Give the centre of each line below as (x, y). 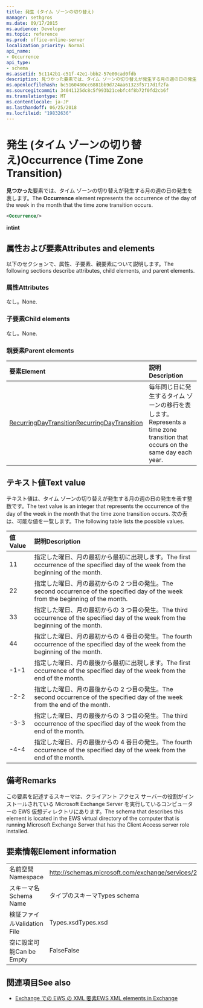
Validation (29, 924)
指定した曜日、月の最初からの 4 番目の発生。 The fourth (113, 636)
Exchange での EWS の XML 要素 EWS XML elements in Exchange (96, 998)
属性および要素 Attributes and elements (81, 248)
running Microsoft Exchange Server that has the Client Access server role (98, 824)
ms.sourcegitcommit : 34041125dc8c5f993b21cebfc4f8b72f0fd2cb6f (88, 91)
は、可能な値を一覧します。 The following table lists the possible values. (95, 521)
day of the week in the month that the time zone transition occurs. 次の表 (97, 513)
